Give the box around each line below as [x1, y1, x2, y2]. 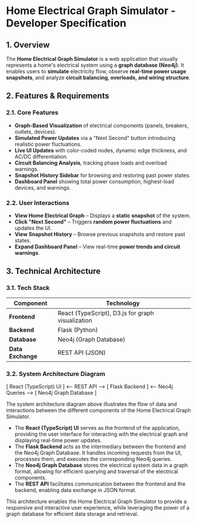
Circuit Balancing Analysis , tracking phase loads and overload [14, 159, 167, 166]
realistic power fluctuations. [14, 141, 82, 148]
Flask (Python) [57, 326, 98, 334]
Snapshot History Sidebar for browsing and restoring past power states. [14, 172, 191, 179]
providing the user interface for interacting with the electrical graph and [14, 430, 188, 437]
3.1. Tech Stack [6, 284, 50, 292]
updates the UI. [14, 224, 52, 231]
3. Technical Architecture [6, 266, 101, 276]
